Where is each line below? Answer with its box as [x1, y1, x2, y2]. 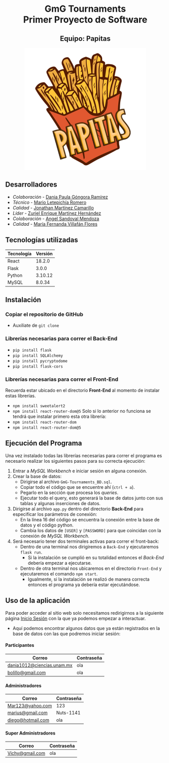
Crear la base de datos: [12, 473, 62, 479]
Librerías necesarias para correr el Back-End [5, 335, 118, 342]
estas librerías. [5, 392, 37, 399]
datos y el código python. [20, 522, 74, 528]
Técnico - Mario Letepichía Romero [12, 199, 87, 205]
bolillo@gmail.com [7, 669, 46, 675]
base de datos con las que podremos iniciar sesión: [12, 630, 121, 637]
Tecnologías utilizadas [5, 235, 78, 245]
